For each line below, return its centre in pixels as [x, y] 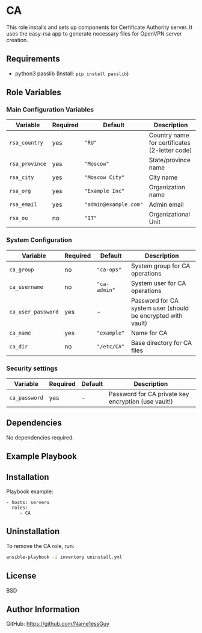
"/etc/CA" [111, 346]
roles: [20, 508]
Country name [169, 135]
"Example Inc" [105, 191]
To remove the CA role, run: [40, 546]
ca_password [26, 398]
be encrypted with [157, 315]
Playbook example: [30, 491]
